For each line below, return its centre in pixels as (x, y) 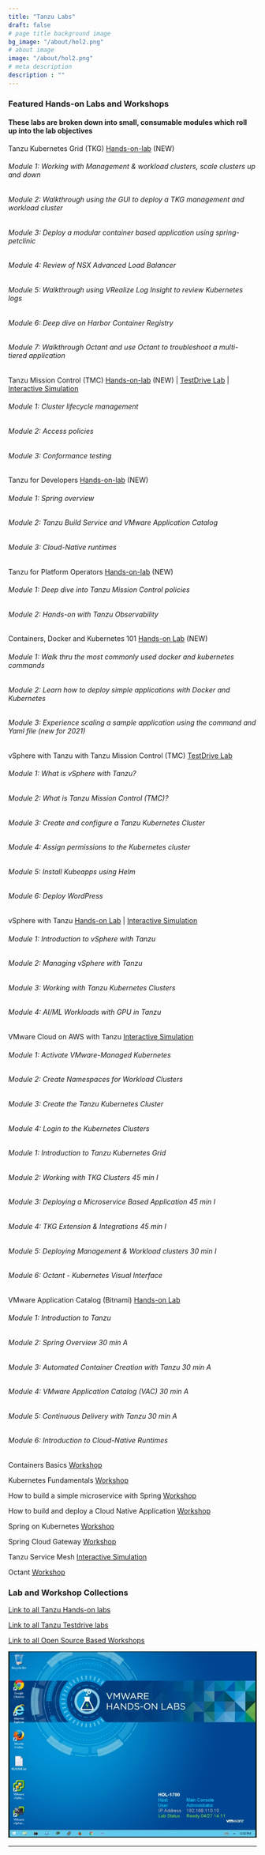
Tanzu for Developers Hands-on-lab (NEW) (78, 480)
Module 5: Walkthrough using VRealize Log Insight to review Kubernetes (125, 289)
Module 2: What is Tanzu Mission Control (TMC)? (88, 798)
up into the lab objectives (50, 131)
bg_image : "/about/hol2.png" (56, 42)
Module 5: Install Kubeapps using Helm (72, 871)
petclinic (22, 240)
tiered (18, 356)
